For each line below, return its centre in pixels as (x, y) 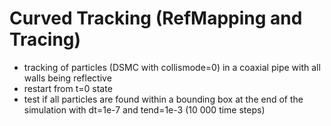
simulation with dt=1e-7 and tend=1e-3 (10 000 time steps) (144, 109)
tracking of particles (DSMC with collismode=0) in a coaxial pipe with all (172, 67)
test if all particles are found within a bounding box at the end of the (163, 99)
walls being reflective (67, 78)
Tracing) (45, 39)
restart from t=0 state (68, 88)
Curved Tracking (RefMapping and (156, 18)
